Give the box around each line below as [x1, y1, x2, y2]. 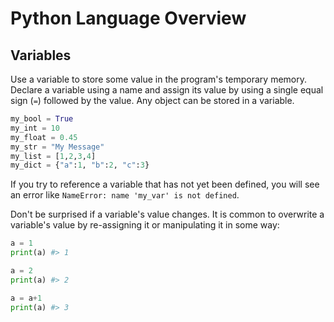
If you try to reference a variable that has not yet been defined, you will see [10, 178, 320, 191]
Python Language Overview [10, 7, 247, 30]
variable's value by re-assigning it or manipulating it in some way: [10, 219, 280, 231]
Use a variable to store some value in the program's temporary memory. [10, 73, 307, 85]
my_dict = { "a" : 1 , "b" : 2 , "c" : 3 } [10, 160, 150, 171]
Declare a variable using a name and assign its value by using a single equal [10, 84, 324, 96]
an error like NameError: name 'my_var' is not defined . [10, 189, 240, 201]
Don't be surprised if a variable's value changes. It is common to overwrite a [10, 208, 325, 221]
